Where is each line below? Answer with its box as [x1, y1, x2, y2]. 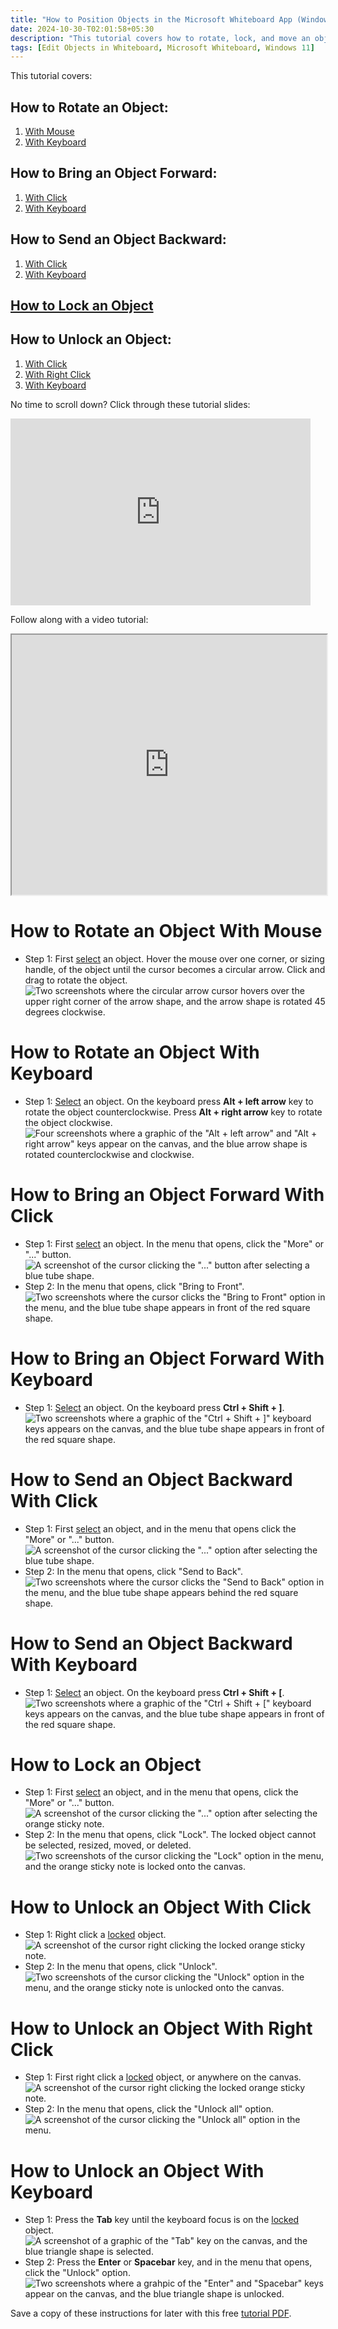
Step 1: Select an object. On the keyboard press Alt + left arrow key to [24, 1095, 314, 1107]
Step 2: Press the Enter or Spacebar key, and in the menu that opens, [24, 2256, 313, 2268]
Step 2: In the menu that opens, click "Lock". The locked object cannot [24, 1829, 317, 1841]
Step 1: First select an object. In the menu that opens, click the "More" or [24, 1237, 325, 1250]
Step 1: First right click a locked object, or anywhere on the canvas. [24, 2071, 302, 2083]
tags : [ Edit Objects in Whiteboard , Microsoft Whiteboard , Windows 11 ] [10, 42, 315, 53]
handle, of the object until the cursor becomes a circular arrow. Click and [24, 963, 326, 975]
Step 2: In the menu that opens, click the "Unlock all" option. [24, 2103, 274, 2115]
